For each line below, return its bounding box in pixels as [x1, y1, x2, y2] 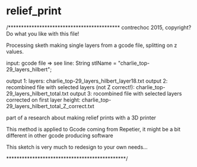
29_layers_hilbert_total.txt [6, 90, 69, 97]
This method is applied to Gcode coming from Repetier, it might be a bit [6, 125, 181, 133]
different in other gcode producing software [6, 132, 114, 139]
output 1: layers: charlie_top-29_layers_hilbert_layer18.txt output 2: [6, 77, 168, 84]
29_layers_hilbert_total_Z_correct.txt [6, 102, 95, 109]
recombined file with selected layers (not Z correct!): [6, 83, 135, 90]
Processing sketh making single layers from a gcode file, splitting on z [6, 42, 177, 49]
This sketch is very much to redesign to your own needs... [6, 143, 148, 150]
